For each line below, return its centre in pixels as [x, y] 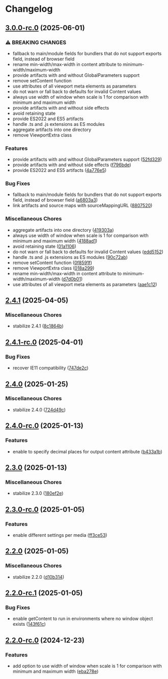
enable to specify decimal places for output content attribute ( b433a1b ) [88, 451]
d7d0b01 [72, 279]
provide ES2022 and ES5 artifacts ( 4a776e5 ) [60, 170]
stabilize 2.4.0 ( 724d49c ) [39, 409]
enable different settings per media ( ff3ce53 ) [60, 535]
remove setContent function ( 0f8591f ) [52, 262]
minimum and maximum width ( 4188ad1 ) [55, 240]
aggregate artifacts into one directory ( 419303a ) [63, 230]
